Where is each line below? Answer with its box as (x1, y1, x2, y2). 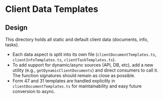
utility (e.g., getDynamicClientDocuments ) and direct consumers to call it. (12, 67, 159, 73)
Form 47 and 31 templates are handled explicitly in (12, 78, 115, 84)
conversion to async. (12, 89, 56, 94)
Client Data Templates (5, 3, 98, 15)
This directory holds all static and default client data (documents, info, (5, 36, 149, 42)
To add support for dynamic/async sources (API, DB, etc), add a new (12, 62, 154, 68)
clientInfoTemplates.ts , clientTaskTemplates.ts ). (12, 57, 116, 63)
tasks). (5, 42, 19, 48)
